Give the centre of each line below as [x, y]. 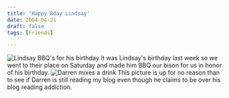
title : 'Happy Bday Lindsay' [49, 13]
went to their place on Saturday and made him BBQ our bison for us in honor [114, 65]
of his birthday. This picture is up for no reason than [113, 73]
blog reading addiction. [40, 87]
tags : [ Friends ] [30, 33]
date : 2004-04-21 [32, 20]
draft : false [26, 26]
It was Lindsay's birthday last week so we [159, 58]
